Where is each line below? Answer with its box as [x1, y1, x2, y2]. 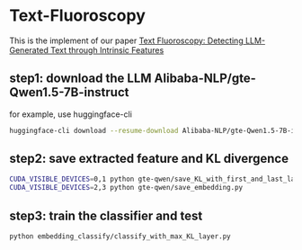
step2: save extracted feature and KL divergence [9, 151, 289, 166]
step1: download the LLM [9, 71, 152, 86]
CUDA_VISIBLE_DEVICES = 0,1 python [9, 174, 135, 184]
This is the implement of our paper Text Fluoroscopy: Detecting [9, 35, 244, 46]
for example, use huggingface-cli [9, 109, 133, 120]
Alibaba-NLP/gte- [154, 71, 256, 86]
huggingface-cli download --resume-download [9, 126, 179, 135]
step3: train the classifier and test [9, 208, 203, 223]
